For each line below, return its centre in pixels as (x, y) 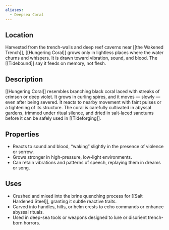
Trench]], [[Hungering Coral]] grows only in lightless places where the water (84, 53)
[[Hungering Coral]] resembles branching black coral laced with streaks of (82, 91)
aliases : (14, 10)
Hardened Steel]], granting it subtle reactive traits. (65, 201)
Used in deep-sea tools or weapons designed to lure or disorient (80, 217)
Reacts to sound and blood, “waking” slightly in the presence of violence (88, 146)
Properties (22, 134)
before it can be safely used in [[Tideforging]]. (53, 118)
